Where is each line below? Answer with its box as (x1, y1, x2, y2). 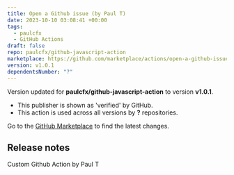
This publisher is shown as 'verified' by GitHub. (17, 101, 153, 109)
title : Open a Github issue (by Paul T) (7, 10, 127, 17)
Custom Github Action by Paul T (7, 160, 100, 169)
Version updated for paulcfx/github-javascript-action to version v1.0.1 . (7, 87, 214, 96)
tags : (7, 23, 23, 30)
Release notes (7, 142, 70, 153)
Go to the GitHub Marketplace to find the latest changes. (7, 122, 169, 130)
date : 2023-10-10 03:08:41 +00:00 (7, 17, 108, 24)
